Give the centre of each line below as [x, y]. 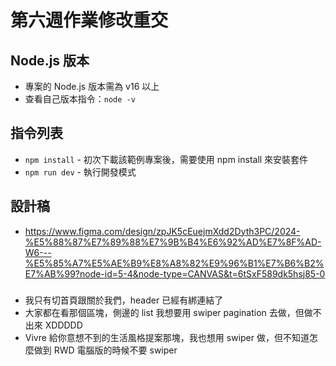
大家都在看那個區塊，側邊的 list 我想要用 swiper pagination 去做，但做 [168, 312]
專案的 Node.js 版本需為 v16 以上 [92, 86]
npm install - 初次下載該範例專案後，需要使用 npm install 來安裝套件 [166, 159]
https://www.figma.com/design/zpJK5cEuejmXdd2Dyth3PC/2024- [162, 231]
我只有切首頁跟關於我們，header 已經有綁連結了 [124, 300]
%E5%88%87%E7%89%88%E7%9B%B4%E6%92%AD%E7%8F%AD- [173, 242]
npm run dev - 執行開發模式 [80, 172]
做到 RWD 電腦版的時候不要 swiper [105, 350]
